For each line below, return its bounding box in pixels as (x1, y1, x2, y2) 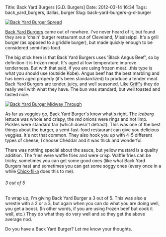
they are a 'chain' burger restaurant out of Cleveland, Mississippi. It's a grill (5, 34, 159, 40)
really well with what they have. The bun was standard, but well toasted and (5, 86, 161, 92)
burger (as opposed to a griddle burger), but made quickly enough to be (5, 39, 153, 45)
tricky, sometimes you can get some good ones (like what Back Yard (5, 158, 146, 164)
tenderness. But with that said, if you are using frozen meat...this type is (5, 65, 153, 71)
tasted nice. (5, 92, 29, 97)
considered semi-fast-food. (5, 45, 62, 50)
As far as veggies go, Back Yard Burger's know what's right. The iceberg (5, 111, 154, 117)
